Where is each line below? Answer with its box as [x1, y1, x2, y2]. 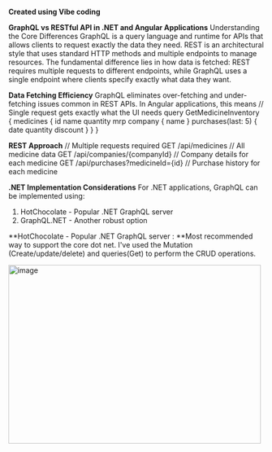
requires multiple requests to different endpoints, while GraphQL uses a [8, 66, 248, 76]
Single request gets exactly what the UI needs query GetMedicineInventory [8, 108, 260, 117]
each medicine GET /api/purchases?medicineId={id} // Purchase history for [8, 158, 261, 168]
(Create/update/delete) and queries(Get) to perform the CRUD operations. [8, 248, 257, 258]
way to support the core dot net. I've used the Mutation [8, 240, 193, 249]
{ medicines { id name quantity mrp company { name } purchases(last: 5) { [8, 116, 257, 125]
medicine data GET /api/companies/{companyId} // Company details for [8, 150, 249, 159]
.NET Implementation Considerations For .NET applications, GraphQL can [8, 182, 258, 192]
